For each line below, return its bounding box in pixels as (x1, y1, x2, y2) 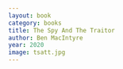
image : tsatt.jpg (8, 48, 66, 56)
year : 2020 (8, 41, 44, 49)
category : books (8, 19, 62, 27)
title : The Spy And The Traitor (8, 26, 115, 34)
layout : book (8, 11, 52, 20)
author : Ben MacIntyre (8, 33, 83, 42)
